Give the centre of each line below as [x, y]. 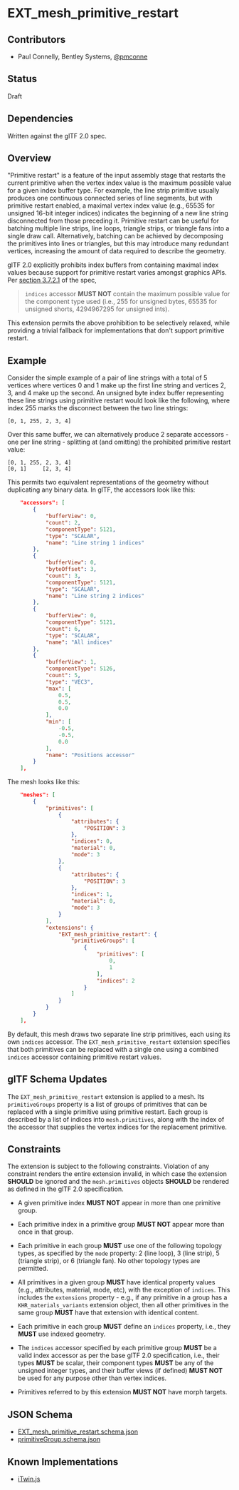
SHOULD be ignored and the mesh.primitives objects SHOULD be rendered [118, 1182]
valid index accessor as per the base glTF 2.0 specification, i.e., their [119, 1355]
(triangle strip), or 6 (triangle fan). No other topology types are [109, 1261]
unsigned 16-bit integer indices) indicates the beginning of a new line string [118, 213]
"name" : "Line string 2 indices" [95, 596]
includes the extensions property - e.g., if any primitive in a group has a [122, 1297]
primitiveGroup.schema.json [59, 1439]
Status [22, 79]
